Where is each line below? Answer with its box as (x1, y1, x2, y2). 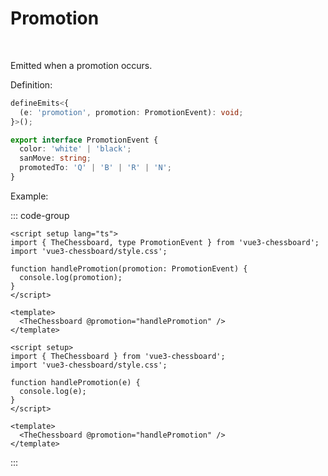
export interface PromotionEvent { (10, 135, 159, 145)
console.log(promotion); (19, 272, 123, 282)
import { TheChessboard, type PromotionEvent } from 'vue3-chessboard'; (10, 237, 320, 247)
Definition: (10, 78, 53, 91)
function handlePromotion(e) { (10, 377, 141, 387)
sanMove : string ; (19, 153, 92, 164)
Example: (10, 190, 49, 202)
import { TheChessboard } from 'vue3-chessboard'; (10, 351, 226, 361)
